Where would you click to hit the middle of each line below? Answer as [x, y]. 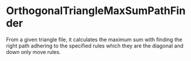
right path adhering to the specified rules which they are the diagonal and [95, 46]
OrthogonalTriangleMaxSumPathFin [96, 11]
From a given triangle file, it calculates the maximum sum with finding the [94, 39]
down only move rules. [33, 52]
